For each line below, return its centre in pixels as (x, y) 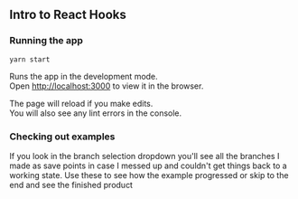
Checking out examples (62, 137)
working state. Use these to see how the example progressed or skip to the (149, 175)
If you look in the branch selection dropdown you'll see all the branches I (144, 156)
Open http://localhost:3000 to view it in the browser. (107, 86)
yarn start (30, 59)
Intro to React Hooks (68, 15)
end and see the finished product (71, 185)
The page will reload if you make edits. (81, 103)
